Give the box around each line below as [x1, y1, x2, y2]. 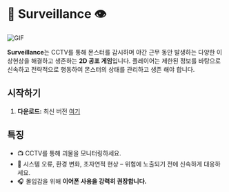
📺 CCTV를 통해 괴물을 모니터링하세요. [17, 148, 122, 157]
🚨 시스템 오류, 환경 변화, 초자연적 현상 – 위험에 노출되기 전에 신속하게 [17, 160, 203, 168]
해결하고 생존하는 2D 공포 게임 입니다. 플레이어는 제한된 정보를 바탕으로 [30, 57, 221, 65]
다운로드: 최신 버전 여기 [17, 107, 81, 115]
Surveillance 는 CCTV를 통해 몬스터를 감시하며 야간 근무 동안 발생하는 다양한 [7, 48, 215, 56]
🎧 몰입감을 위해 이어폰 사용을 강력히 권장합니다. [17, 177, 147, 185]
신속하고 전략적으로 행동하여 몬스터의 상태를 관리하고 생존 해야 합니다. [7, 65, 195, 73]
